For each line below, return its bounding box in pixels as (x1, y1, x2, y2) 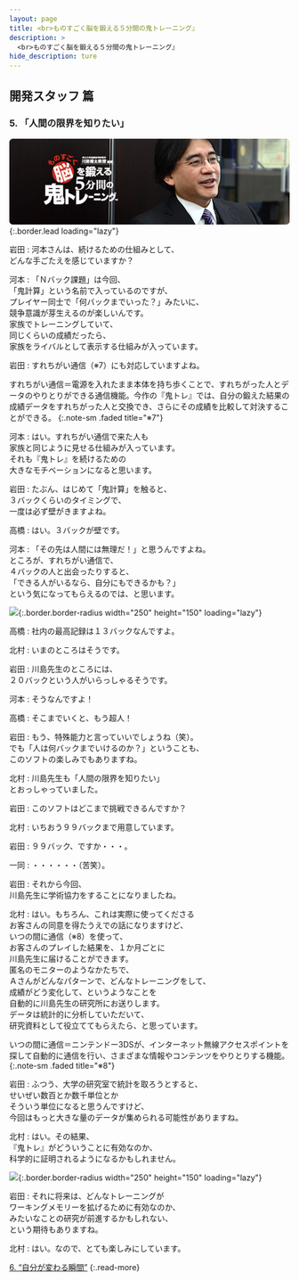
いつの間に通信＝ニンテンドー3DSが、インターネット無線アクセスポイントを (9, 1039, 289, 1050)
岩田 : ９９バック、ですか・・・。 (9, 841, 133, 851)
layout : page (9, 14, 58, 23)
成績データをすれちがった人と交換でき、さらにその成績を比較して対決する (9, 401, 282, 412)
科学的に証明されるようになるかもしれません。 (9, 1154, 181, 1164)
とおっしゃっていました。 (9, 784, 103, 795)
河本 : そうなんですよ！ (9, 694, 94, 704)
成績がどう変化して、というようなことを (9, 987, 158, 998)
